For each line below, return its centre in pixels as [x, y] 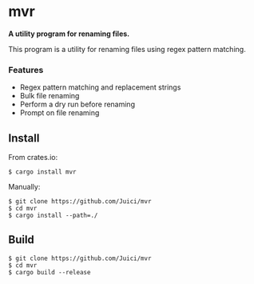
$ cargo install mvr [43, 172]
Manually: [24, 187]
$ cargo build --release [50, 272]
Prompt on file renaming [60, 113]
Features [26, 70]
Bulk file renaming [50, 96]
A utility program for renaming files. [69, 34]
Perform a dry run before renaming [77, 104]
